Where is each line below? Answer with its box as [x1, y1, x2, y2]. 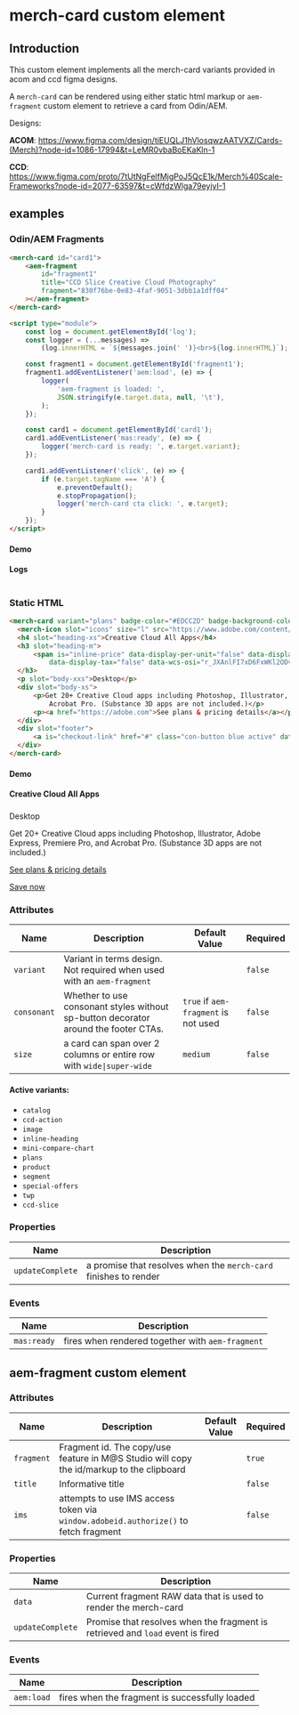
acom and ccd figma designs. [9, 74, 118, 85]
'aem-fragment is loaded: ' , [56, 384, 166, 393]
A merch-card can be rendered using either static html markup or [9, 91, 246, 101]
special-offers [21, 1181, 79, 1191]
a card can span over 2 [63, 1038, 160, 1050]
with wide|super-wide [63, 1060, 153, 1072]
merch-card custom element [9, 5, 225, 26]
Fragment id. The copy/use [59, 1441, 172, 1453]
